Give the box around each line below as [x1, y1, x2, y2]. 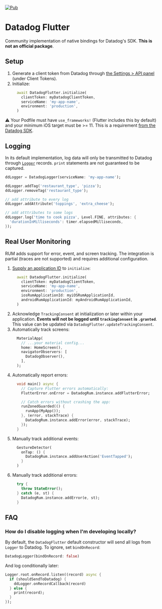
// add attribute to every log [5, 197, 69, 202]
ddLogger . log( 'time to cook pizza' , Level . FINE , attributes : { [5, 215, 137, 220]
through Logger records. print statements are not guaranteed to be [5, 160, 140, 166]
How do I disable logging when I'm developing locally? [5, 528, 137, 535]
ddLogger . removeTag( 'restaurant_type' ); [5, 188, 89, 193]
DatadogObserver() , [25, 354, 65, 359]
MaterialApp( [17, 336, 43, 341]
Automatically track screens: [12, 326, 70, 332]
